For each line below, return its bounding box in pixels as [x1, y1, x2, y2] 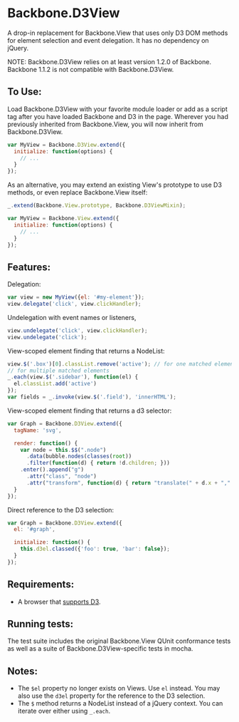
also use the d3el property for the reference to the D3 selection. [17, 691, 206, 700]
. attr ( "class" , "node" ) [26, 473, 97, 480]
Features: [7, 261, 51, 273]
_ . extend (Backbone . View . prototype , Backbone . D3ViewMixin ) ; [7, 202, 186, 210]
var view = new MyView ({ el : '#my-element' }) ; [7, 294, 144, 301]
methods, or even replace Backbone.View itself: [7, 188, 148, 197]
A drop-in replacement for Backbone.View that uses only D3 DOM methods [7, 29, 228, 37]
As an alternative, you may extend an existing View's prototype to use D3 [7, 180, 223, 190]
